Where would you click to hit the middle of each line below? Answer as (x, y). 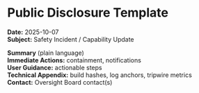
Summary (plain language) (46, 53)
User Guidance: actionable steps (55, 67)
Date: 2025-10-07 (33, 32)
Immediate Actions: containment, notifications (74, 60)
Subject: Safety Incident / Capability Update (71, 39)
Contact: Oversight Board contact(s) (60, 82)
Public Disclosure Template (88, 13)
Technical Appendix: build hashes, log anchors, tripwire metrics (100, 75)
